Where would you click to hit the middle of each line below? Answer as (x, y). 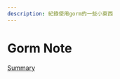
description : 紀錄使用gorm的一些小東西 (60, 14)
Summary (21, 68)
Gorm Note (40, 48)
